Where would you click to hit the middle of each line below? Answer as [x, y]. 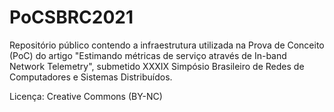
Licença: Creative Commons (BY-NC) [86, 96]
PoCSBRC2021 [71, 17]
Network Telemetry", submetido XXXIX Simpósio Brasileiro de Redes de [157, 66]
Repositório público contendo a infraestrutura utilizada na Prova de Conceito [167, 45]
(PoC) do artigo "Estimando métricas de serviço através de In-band [148, 55]
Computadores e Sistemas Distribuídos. [91, 77]
